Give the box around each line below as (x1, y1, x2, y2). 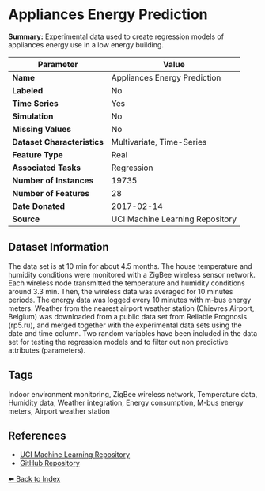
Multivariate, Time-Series (111, 136, 207, 147)
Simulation (12, 111, 54, 122)
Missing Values (12, 123, 71, 134)
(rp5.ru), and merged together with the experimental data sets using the (8, 320, 243, 330)
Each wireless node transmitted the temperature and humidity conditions (8, 278, 245, 288)
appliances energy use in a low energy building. (8, 40, 165, 49)
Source (12, 213, 40, 225)
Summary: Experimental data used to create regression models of (8, 32, 224, 41)
